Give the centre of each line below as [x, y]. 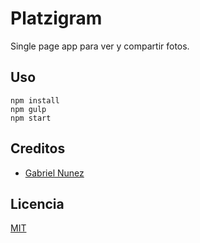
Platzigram [56, 18]
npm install [35, 100]
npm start [31, 118]
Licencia [37, 203]
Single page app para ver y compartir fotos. [100, 46]
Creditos [38, 148]
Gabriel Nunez [54, 173]
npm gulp [28, 109]
